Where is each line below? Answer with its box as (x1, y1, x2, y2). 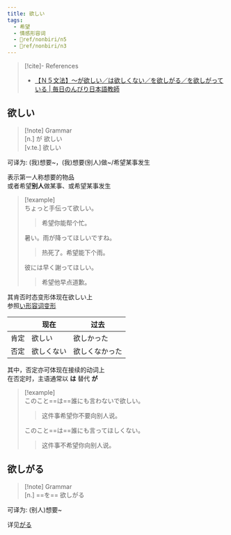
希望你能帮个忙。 (41, 218, 91, 227)
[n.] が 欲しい (24, 134, 63, 143)
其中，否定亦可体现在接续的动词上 (7, 366, 105, 374)
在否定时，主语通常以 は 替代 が (7, 374, 98, 382)
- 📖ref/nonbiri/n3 (13, 43, 67, 50)
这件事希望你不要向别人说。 (41, 411, 122, 419)
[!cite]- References (24, 62, 79, 70)
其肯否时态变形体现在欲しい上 (7, 292, 93, 301)
